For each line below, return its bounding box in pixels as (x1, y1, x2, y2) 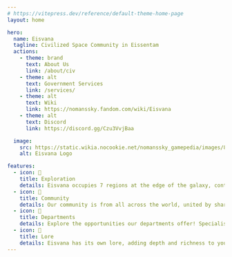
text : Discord (25, 119, 67, 125)
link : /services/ (25, 87, 76, 94)
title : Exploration (19, 176, 76, 183)
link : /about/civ (25, 67, 76, 74)
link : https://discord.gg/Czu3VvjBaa (25, 125, 135, 132)
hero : (7, 29, 23, 36)
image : (13, 137, 32, 145)
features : (7, 163, 36, 169)
